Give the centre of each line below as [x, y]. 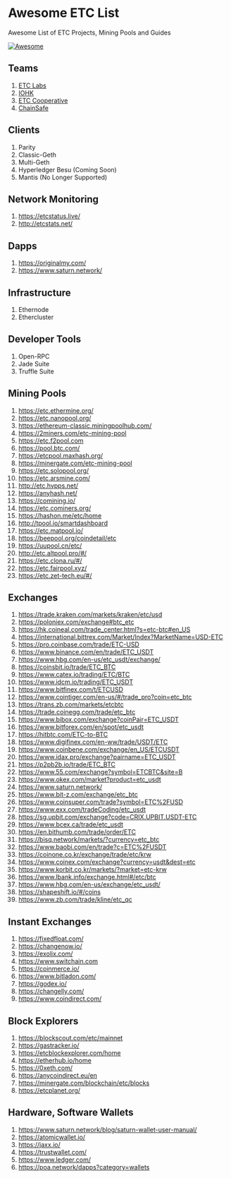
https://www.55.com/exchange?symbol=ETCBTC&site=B [100, 772]
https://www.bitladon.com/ [57, 976]
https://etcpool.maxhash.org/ [61, 455]
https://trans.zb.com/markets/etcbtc [71, 704]
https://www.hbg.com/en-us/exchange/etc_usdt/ [89, 884]
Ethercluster [36, 317]
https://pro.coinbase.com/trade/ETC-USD [79, 644]
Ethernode [33, 309]
